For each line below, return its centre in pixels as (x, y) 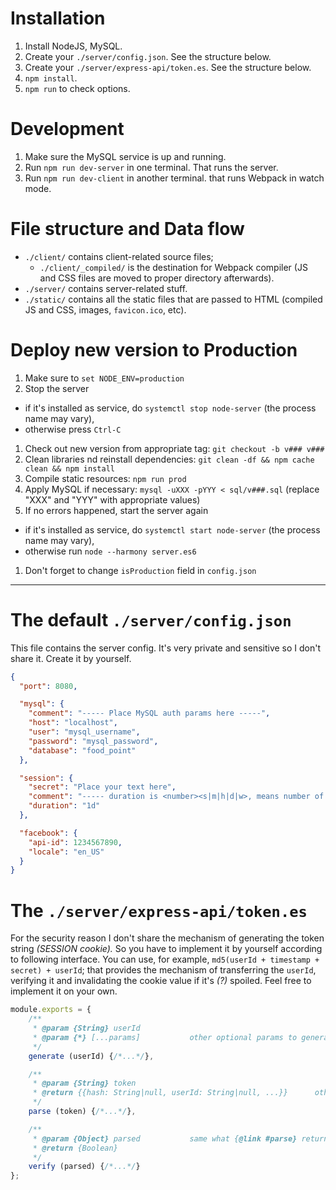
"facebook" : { (48, 833)
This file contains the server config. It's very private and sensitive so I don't (166, 648)
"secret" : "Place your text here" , (102, 787)
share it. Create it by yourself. (71, 658)
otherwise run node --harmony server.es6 (110, 551)
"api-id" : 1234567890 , (75, 842)
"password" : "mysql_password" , (93, 741)
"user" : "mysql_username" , (84, 732)
